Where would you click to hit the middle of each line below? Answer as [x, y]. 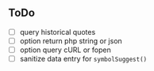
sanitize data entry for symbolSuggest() [83, 59]
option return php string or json [71, 41]
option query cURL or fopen [65, 50]
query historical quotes [58, 32]
